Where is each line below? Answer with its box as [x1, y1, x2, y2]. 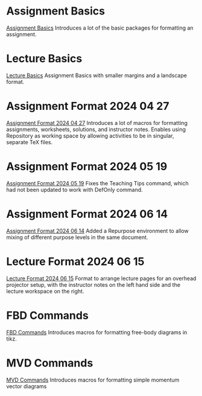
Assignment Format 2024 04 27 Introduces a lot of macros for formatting [6, 119, 188, 126]
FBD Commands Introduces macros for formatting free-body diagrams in [6, 328, 188, 336]
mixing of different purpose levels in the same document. [6, 234, 148, 241]
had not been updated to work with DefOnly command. [6, 186, 143, 193]
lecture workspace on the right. [6, 287, 84, 295]
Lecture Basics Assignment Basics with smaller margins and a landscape [6, 71, 187, 79]
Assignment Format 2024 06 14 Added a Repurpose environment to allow [6, 227, 189, 234]
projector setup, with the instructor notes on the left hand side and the [6, 281, 181, 288]
